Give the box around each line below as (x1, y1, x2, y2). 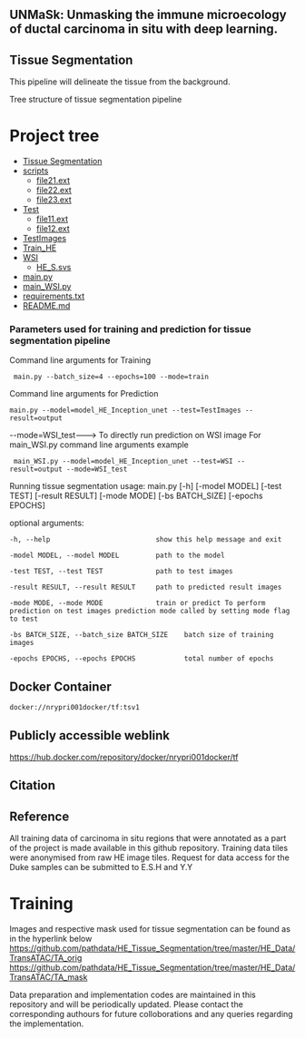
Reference (9, 808, 70, 824)
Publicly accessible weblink (9, 728, 171, 743)
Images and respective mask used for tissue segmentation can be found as (9, 924, 290, 935)
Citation (9, 778, 56, 793)
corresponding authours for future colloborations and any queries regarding (9, 1009, 293, 1020)
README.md (22, 300, 71, 311)
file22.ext (35, 185, 73, 196)
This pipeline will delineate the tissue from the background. (9, 76, 231, 87)
